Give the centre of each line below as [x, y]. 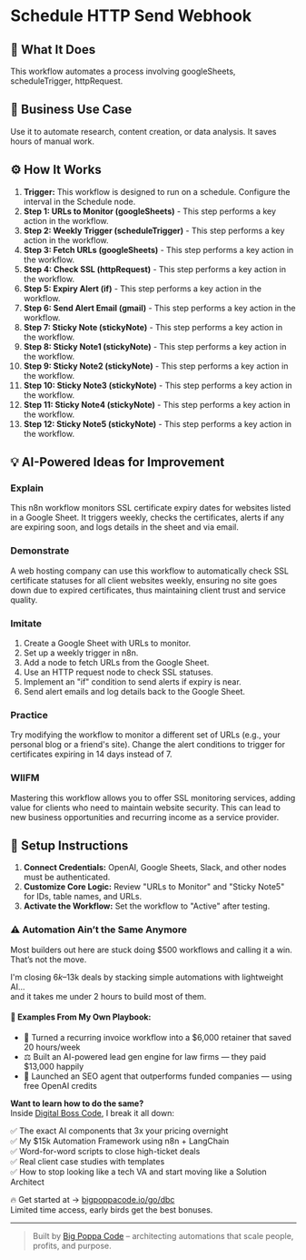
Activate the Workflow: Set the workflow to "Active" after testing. [147, 906]
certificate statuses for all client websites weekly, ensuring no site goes [144, 580]
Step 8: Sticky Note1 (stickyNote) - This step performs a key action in [155, 346]
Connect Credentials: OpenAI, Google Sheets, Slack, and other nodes [155, 868]
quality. [24, 600]
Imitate [26, 623]
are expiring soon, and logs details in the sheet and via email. [125, 527]
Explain [27, 488]
